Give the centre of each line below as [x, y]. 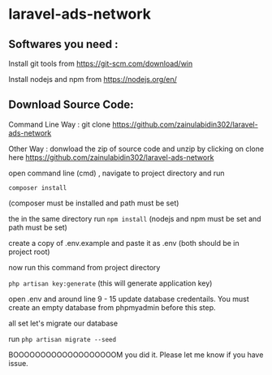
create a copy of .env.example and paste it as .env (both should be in [124, 243]
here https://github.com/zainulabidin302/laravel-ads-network [111, 157]
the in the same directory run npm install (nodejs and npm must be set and [135, 218]
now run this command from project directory [84, 267]
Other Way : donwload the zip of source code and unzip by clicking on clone [136, 149]
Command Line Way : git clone [60, 124]
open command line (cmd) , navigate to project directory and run [117, 173]
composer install [38, 187]
